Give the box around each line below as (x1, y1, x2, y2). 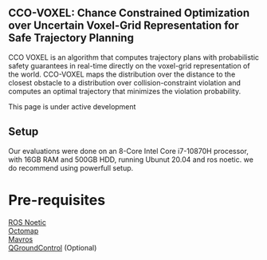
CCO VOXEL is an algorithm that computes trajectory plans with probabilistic (8, 52, 260, 62)
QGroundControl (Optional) (8, 242, 97, 252)
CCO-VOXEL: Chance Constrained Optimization (8, 6, 249, 20)
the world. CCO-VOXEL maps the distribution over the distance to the (8, 69, 236, 79)
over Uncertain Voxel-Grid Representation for (8, 19, 239, 33)
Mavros (8, 234, 33, 244)
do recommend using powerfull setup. (8, 163, 134, 172)
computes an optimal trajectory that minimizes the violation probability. (8, 86, 241, 96)
